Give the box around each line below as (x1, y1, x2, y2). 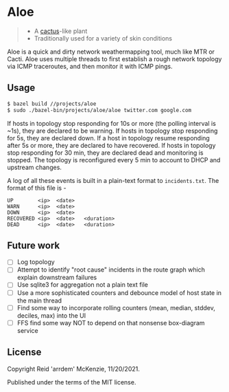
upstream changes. (7, 163, 62, 171)
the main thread (16, 296, 62, 305)
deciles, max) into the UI (16, 311, 86, 320)
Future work (7, 239, 60, 251)
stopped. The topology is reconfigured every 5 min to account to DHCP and (7, 155, 221, 164)
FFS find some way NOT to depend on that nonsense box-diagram (16, 318, 205, 327)
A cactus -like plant (34, 27, 88, 35)
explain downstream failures (16, 273, 97, 282)
